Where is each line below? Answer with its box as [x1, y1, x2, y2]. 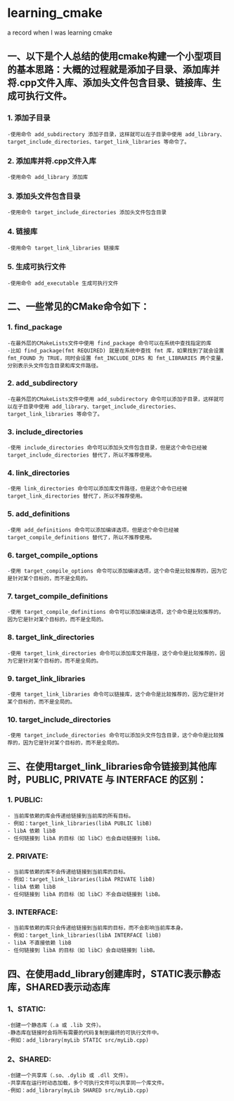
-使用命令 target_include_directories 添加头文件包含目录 [7, 209, 167, 216]
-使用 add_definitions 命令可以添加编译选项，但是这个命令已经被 [7, 527, 179, 534]
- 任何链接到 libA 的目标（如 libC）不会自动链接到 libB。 [7, 891, 164, 898]
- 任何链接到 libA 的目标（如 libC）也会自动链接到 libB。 [7, 835, 164, 842]
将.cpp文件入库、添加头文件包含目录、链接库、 [7, 77, 212, 89]
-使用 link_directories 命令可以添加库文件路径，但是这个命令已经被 [7, 485, 188, 493]
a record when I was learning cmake [7, 28, 112, 37]
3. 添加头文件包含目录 [7, 191, 81, 201]
